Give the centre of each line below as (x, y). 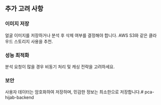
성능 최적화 (17, 55)
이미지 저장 (17, 24)
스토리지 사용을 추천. (33, 41)
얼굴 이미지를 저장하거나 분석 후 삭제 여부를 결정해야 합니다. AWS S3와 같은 (76, 35)
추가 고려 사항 (24, 9)
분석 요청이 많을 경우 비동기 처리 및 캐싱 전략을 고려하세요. (60, 67)
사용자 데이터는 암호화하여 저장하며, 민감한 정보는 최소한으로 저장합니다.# (74, 92)
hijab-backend (19, 97)
